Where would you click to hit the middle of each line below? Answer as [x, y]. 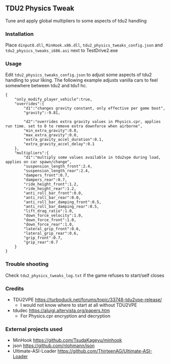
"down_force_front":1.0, [50, 220]
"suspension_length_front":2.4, [58, 166]
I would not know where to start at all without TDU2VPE [79, 305]
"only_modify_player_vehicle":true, [54, 100]
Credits [15, 288]
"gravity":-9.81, [42, 113]
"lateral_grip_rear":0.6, [51, 234]
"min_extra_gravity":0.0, [51, 131]
